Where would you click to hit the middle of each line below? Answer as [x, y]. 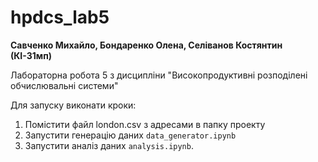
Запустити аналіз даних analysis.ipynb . [109, 145]
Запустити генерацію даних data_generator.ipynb [130, 135]
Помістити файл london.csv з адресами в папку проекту [145, 124]
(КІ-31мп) [31, 55]
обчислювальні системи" [64, 85]
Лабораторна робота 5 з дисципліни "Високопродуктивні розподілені [159, 75]
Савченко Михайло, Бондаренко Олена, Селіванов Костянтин [146, 45]
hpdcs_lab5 [60, 17]
